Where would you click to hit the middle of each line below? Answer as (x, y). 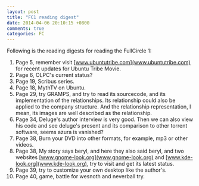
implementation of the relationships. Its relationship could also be (95, 100)
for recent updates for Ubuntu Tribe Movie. (68, 69)
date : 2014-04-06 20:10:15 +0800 (48, 23)
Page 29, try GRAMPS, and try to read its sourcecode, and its (91, 94)
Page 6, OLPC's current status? (54, 75)
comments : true (26, 28)
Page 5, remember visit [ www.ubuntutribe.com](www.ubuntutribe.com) (103, 63)
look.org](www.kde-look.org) (51, 164)
